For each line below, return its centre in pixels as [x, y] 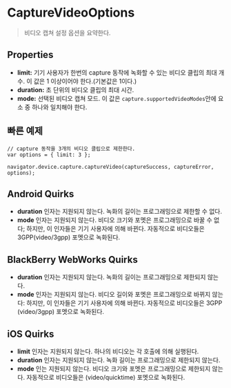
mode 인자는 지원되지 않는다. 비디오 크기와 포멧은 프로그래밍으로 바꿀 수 [114, 220]
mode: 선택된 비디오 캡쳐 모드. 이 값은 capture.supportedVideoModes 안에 [117, 98]
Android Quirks [41, 194]
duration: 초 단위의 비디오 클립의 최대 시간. [76, 90]
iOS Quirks [31, 334]
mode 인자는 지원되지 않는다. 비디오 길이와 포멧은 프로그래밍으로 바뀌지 [114, 295]
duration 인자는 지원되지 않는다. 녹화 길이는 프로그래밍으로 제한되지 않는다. [119, 360]
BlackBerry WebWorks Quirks [72, 260]
